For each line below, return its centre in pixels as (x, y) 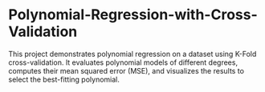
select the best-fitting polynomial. (64, 79)
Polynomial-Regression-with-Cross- (133, 15)
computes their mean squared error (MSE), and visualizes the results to (126, 70)
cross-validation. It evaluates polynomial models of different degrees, (123, 62)
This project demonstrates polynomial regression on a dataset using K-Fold (132, 54)
